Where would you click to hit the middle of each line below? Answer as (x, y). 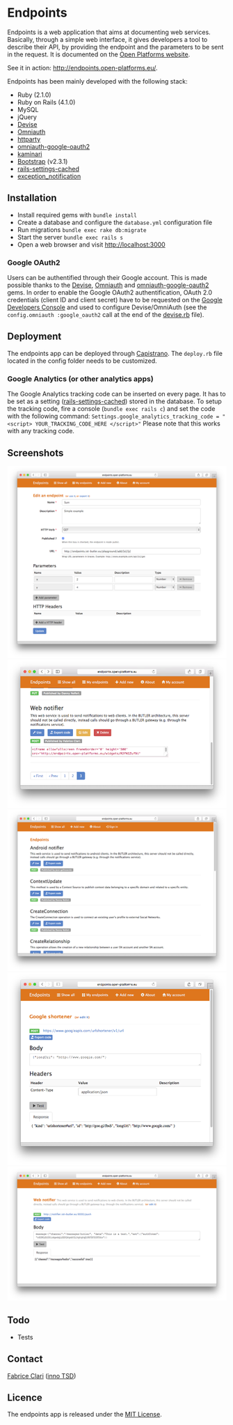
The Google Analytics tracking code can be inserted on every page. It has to (116, 394)
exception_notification (49, 176)
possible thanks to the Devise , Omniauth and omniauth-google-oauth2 (108, 285)
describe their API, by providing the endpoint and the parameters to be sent (115, 47)
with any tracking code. (41, 431)
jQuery (27, 117)
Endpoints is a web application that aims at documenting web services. (109, 32)
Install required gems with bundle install (77, 215)
